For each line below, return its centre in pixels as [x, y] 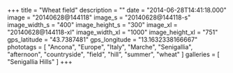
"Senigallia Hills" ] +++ [40, 62]
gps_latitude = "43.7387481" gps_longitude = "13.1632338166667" [103, 40]
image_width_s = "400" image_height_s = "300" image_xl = [92, 25]
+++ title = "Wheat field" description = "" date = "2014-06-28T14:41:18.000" [117, 10]
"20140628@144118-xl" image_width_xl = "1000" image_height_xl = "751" [113, 32]
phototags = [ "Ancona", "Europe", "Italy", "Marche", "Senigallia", [100, 47]
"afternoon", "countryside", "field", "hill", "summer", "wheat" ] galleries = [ [113, 54]
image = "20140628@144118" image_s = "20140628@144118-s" [99, 17]
